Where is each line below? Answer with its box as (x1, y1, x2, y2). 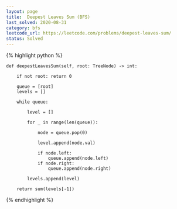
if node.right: (37, 160, 75, 166)
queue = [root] (16, 84, 54, 90)
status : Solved (6, 36, 43, 42)
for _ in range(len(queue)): (27, 119, 98, 125)
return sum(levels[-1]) (16, 186, 75, 192)
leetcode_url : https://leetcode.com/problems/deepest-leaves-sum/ (6, 30, 172, 36)
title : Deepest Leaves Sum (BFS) (6, 14, 91, 20)
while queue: (16, 99, 49, 105)
